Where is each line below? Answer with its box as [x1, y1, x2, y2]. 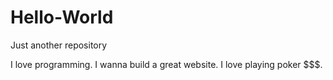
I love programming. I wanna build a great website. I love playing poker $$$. [10, 58, 323, 70]
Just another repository [10, 39, 108, 51]
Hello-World [10, 6, 114, 29]
